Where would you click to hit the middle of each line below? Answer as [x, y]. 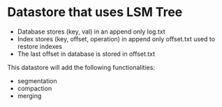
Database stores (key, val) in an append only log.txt [91, 31]
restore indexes [40, 46]
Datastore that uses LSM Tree [95, 12]
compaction [35, 88]
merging [29, 96]
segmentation [37, 80]
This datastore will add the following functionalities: [81, 67]
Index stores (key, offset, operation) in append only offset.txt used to [116, 38]
